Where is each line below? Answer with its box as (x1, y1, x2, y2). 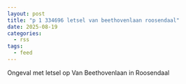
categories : (7, 29, 42, 37)
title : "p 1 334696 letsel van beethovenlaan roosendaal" (7, 17, 180, 24)
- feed (13, 50, 33, 57)
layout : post (7, 10, 45, 17)
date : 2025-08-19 (7, 23, 58, 30)
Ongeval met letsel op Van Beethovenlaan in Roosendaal (7, 68, 170, 77)
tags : (7, 43, 23, 50)
